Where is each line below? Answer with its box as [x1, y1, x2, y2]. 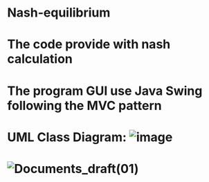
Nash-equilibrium [7, 5, 111, 21]
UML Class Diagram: [7, 129, 127, 145]
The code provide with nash [7, 37, 171, 53]
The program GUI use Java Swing [7, 83, 203, 98]
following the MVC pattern [7, 98, 162, 113]
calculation [7, 51, 73, 67]
